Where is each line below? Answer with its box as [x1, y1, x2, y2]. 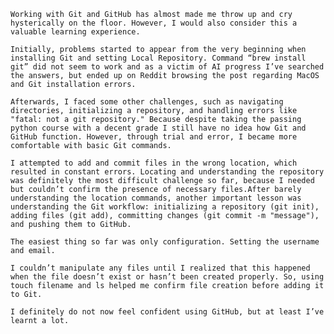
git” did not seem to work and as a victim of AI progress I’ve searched [10, 62, 325, 72]
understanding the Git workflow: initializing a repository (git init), [10, 202, 320, 212]
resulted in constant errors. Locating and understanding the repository [10, 167, 325, 177]
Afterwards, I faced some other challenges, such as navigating [10, 97, 284, 107]
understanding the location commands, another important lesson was [10, 193, 302, 203]
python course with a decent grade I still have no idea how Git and [10, 123, 307, 133]
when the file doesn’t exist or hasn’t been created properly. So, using [10, 272, 325, 282]
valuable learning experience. [10, 27, 141, 37]
